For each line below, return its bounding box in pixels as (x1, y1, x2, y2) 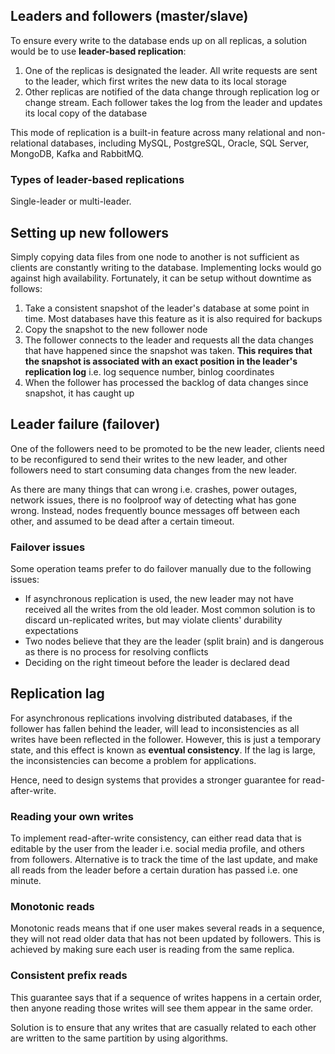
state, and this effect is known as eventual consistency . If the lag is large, (10, 744, 316, 756)
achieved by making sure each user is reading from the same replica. (10, 944, 295, 956)
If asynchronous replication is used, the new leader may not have (24, 593, 294, 605)
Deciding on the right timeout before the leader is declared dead (24, 657, 290, 669)
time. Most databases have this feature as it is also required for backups (24, 312, 323, 324)
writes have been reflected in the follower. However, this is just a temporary (10, 733, 322, 745)
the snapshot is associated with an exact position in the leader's (24, 355, 298, 367)
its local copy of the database (24, 107, 148, 119)
